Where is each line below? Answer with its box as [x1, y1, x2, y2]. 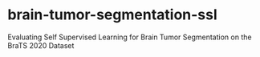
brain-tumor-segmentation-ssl [7, 6, 217, 24]
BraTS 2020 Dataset [7, 40, 75, 50]
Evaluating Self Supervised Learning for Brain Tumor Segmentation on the [7, 32, 252, 42]
